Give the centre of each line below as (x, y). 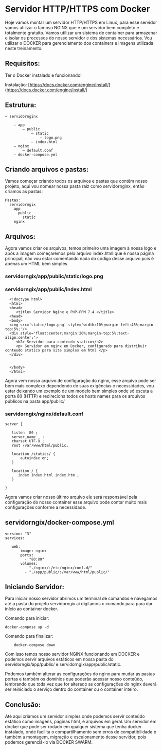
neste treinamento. (24, 48)
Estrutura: (21, 105)
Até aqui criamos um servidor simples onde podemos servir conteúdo (75, 716)
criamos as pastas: (24, 192)
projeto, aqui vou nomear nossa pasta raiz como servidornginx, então (75, 186)
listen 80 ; (25, 433)
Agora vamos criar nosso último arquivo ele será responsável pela (71, 497)
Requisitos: (23, 63)
